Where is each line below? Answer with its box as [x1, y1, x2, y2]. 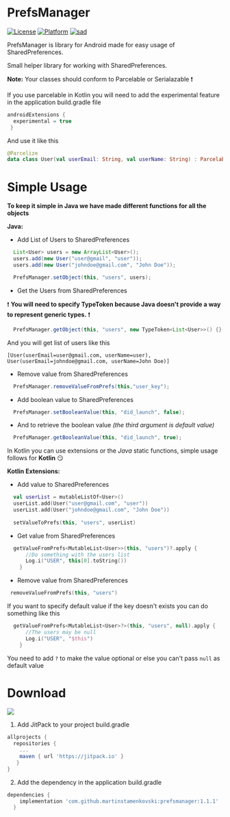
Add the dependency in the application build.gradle [16, 778, 162, 786]
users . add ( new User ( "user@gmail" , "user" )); [13, 255, 142, 262]
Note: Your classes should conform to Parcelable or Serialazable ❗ [7, 75, 193, 83]
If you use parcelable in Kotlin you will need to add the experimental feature [7, 90, 220, 99]
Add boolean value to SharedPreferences [16, 395, 133, 403]
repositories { [13, 740, 57, 747]
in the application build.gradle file [7, 98, 101, 106]
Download [7, 685, 66, 701]
